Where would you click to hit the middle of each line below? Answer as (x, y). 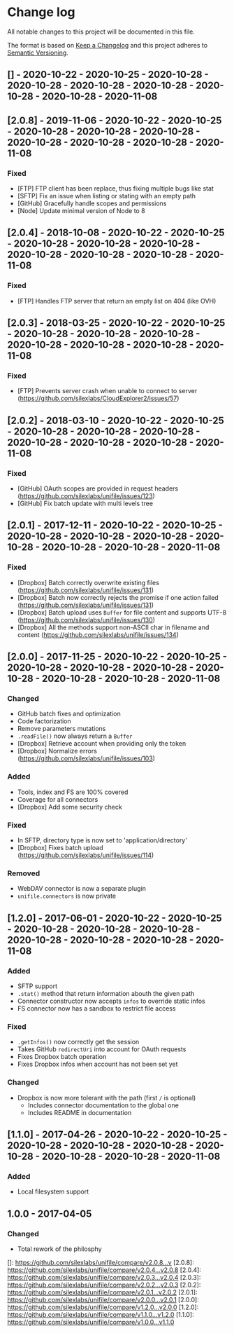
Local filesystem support (53, 1191)
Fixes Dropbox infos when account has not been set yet (97, 1064)
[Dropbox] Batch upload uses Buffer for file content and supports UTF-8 (122, 612)
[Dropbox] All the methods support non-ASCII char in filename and (113, 627)
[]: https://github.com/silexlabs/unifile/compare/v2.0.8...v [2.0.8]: (101, 1263)
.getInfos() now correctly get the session (78, 1042)
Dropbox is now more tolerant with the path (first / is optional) (107, 1098)
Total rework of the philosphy (60, 1249)
